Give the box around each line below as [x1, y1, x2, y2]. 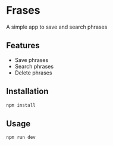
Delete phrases [14, 69, 52, 76]
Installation [6, 86, 49, 97]
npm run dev [6, 135, 36, 141]
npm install [6, 102, 36, 108]
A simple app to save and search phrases [6, 23, 108, 30]
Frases [6, 4, 40, 17]
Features [6, 41, 40, 51]
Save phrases [14, 56, 49, 63]
